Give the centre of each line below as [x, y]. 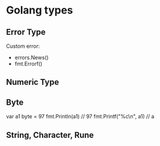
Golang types [40, 10]
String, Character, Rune [50, 135]
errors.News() [31, 57]
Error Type [26, 32]
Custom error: [23, 46]
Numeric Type [33, 82]
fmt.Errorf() [29, 64]
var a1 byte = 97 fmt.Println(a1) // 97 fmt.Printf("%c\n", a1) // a [80, 117]
